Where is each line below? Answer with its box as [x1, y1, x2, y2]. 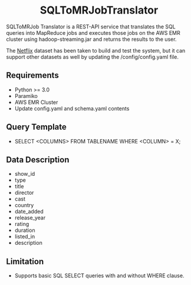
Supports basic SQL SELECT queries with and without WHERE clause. [14, 272, 185, 279]
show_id [14, 171, 35, 178]
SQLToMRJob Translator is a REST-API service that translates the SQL [6, 23, 176, 30]
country [14, 202, 34, 209]
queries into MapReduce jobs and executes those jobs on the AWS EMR [6, 29, 181, 36]
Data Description [6, 155, 70, 165]
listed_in [14, 233, 35, 240]
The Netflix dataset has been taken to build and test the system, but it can [6, 47, 186, 54]
